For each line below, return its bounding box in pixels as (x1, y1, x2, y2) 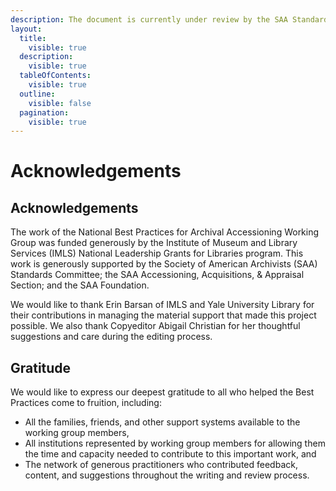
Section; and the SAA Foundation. (10, 279, 150, 291)
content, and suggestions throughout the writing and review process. (24, 469, 310, 481)
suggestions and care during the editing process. (10, 331, 213, 343)
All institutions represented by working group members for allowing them (24, 437, 326, 450)
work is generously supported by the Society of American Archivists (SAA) (10, 258, 318, 270)
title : (19, 33, 47, 43)
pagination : (19, 107, 70, 118)
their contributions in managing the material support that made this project (10, 309, 317, 321)
